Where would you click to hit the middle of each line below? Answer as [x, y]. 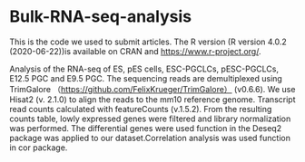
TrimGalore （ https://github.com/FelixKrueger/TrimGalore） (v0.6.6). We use [152, 89]
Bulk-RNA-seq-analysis [101, 17]
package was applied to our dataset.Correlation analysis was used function [150, 138]
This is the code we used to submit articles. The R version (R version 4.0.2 [148, 42]
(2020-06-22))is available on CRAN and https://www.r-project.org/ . [135, 51]
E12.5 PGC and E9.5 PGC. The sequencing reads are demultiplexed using [146, 78]
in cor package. [39, 148]
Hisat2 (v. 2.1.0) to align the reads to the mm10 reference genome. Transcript [152, 99]
